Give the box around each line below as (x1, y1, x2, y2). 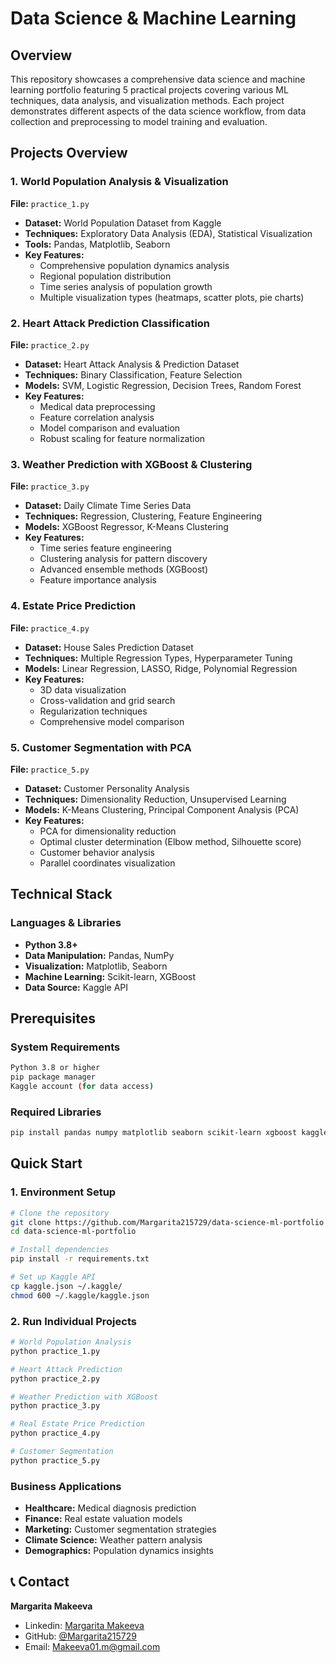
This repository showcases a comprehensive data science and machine (10, 73, 306, 85)
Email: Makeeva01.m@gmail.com (24, 1640, 161, 1652)
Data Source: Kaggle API (24, 981, 128, 993)
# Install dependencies (10, 1245, 110, 1255)
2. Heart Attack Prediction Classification (10, 316, 211, 330)
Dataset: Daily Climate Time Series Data (24, 500, 192, 512)
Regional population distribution (39, 270, 172, 282)
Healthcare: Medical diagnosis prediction (24, 1502, 197, 1514)
